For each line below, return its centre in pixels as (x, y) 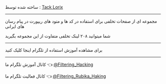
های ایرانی (15, 26)
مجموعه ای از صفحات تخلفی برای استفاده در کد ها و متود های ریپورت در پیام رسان (81, 21)
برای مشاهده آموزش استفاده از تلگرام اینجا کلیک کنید (54, 50)
